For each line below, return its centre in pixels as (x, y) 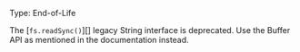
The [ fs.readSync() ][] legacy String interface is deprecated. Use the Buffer (150, 30)
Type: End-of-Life (43, 13)
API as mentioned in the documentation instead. (99, 40)
